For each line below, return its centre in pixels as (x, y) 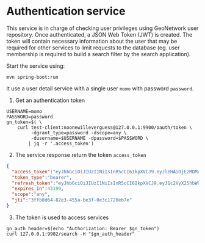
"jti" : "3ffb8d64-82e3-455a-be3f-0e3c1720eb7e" (72, 200)
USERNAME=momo (24, 111)
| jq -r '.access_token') (61, 143)
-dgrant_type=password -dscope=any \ (79, 132)
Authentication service (66, 11)
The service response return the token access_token (81, 154)
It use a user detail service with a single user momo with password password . (100, 88)
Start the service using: (36, 66)
